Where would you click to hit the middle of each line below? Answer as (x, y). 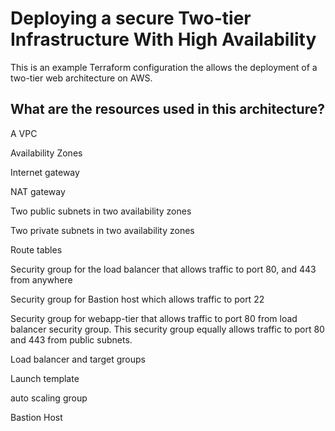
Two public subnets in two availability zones (101, 211)
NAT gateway (38, 191)
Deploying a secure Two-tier (131, 18)
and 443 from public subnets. (71, 339)
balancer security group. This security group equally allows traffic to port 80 (167, 329)
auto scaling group (49, 398)
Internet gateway (45, 172)
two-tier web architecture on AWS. (81, 78)
